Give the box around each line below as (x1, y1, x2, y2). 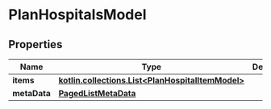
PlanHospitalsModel (8, 6, 147, 24)
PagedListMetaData (58, 88, 136, 99)
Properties (8, 38, 63, 51)
